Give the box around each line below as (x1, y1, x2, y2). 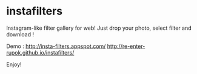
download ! (6, 30, 35, 38)
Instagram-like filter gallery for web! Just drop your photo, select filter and (6, 24, 192, 32)
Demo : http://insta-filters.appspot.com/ (6, 42, 106, 50)
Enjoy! (6, 61, 22, 68)
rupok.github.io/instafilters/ (6, 49, 75, 56)
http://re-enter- (107, 42, 145, 50)
